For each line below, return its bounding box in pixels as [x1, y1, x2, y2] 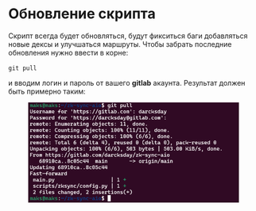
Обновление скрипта [8, 5, 157, 23]
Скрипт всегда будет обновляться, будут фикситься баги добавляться [8, 31, 248, 40]
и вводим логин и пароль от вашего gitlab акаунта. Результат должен [8, 78, 246, 87]
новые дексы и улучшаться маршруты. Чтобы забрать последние [8, 39, 232, 48]
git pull [8, 64, 37, 72]
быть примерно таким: [8, 86, 86, 96]
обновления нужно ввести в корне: [8, 48, 129, 57]
